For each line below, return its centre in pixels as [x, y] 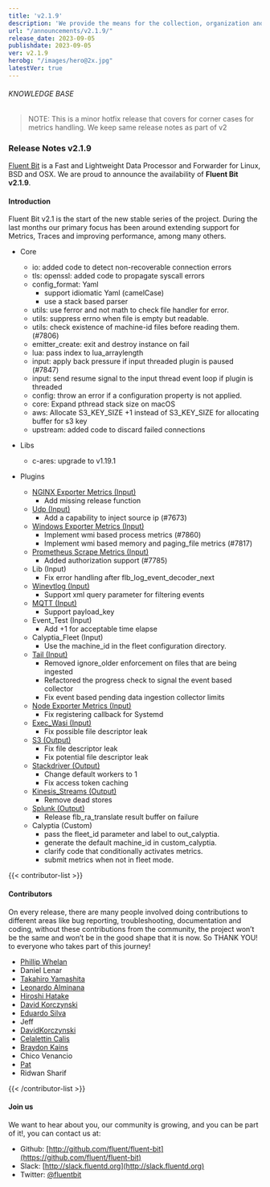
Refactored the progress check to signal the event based [138, 680]
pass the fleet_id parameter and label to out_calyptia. [131, 835]
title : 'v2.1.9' [35, 16]
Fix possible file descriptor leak [96, 732]
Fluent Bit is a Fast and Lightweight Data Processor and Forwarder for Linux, [135, 166]
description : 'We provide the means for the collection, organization [129, 23]
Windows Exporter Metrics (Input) [88, 526]
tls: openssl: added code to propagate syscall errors [118, 276]
